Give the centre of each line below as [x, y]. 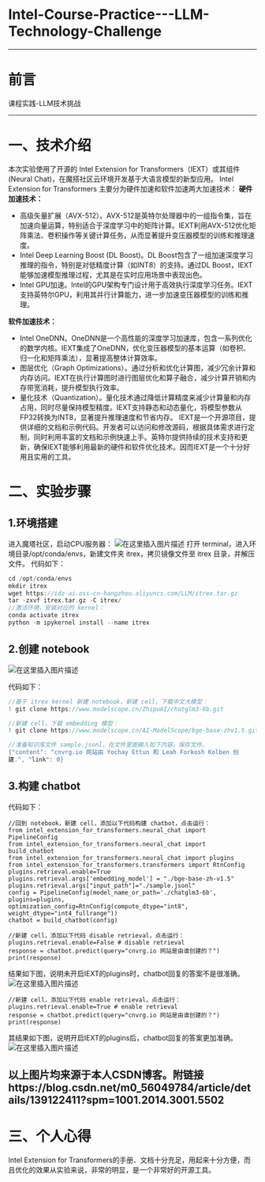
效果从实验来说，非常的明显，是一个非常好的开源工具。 [125, 1170]
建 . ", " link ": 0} [36, 760]
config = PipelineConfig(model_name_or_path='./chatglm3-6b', [112, 892]
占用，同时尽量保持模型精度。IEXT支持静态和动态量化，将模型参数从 [131, 407]
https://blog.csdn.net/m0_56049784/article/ [121, 1088]
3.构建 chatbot [45, 786]
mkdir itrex [28, 586]
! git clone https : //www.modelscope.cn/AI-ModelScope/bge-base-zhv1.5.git [134, 731]
